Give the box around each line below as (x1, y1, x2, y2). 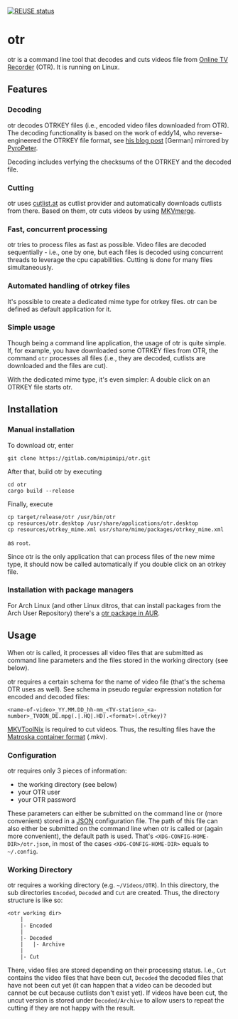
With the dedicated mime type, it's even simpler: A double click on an (7, 375, 210, 384)
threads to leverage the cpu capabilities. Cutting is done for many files (7, 256, 213, 264)
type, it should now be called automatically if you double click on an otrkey (7, 560, 226, 568)
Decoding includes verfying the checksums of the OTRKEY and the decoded (7, 157, 232, 166)
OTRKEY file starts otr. (7, 382, 73, 391)
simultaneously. (7, 263, 53, 272)
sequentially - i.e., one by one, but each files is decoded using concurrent (7, 248, 224, 256)
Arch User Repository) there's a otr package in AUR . (7, 609, 160, 617)
